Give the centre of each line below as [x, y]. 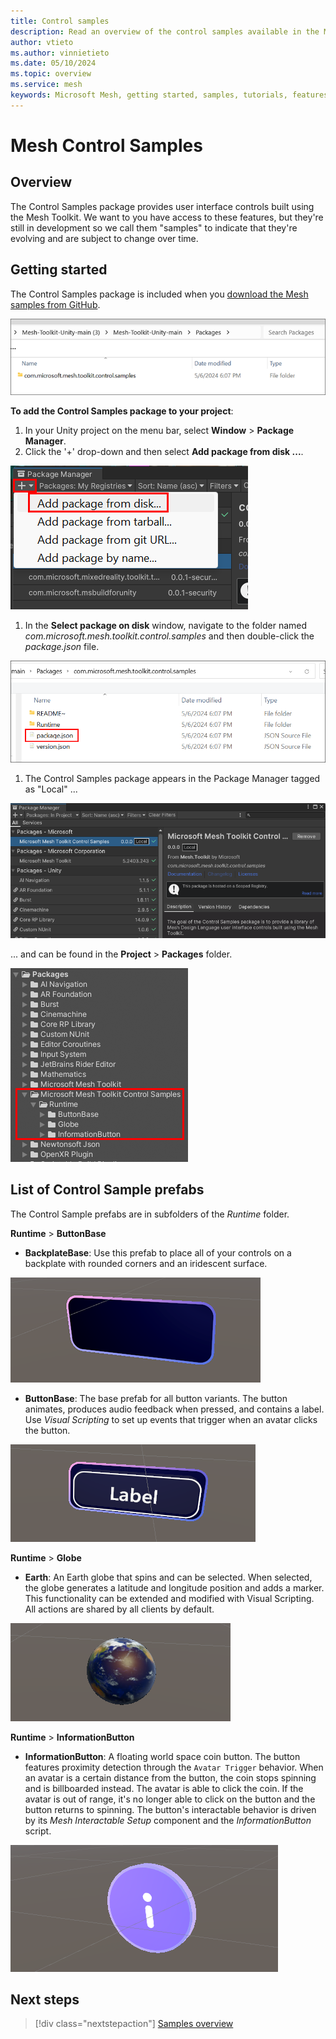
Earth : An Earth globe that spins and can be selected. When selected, [168, 1577]
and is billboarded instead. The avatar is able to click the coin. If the [164, 1788]
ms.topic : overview [51, 74]
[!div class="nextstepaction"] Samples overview [134, 2024]
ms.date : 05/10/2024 [53, 63]
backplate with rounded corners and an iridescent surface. [146, 1263]
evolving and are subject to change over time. [104, 238]
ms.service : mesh [46, 85]
